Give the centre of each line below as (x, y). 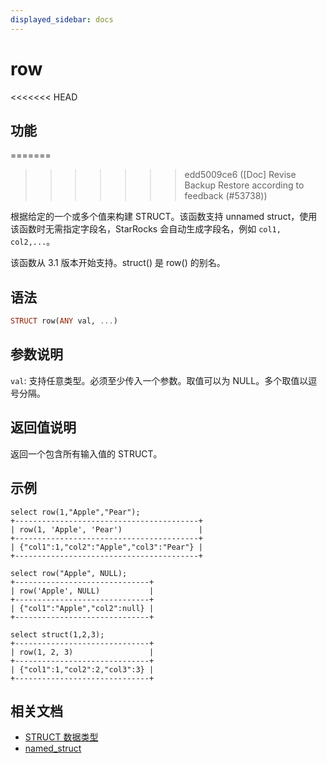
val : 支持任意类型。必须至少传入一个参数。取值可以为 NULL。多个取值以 (159, 380)
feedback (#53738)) (226, 196)
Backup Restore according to (244, 185)
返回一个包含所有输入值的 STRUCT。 (86, 453)
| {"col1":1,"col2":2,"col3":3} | (82, 669)
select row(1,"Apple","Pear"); (75, 512)
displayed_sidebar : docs (62, 19)
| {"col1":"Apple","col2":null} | (82, 608)
